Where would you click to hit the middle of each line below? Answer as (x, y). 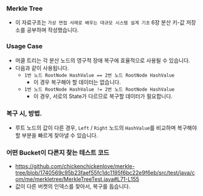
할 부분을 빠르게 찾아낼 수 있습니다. (57, 135)
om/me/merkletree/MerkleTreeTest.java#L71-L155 (77, 179)
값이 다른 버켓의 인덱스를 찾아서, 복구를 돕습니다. (73, 186)
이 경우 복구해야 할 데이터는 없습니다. (77, 82)
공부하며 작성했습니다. (53, 30)
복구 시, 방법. (24, 113)
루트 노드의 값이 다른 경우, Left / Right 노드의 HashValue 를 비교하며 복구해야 (106, 128)
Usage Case (25, 46)
